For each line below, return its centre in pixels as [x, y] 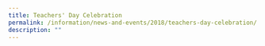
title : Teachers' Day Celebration [65, 15]
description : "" [35, 30]
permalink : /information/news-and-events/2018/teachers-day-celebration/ [133, 23]
